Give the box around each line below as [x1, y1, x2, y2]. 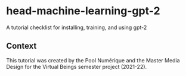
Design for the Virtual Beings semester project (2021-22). [6, 63, 147, 70]
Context [6, 41, 37, 51]
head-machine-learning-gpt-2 [6, 4, 160, 18]
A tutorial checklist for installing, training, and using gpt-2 [6, 24, 147, 31]
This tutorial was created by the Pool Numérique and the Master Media [6, 56, 180, 64]
